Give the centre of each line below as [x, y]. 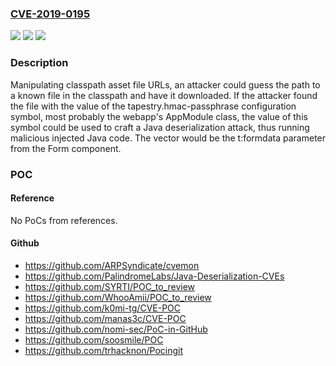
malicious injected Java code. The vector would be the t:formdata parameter [168, 138]
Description [39, 63]
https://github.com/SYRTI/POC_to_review [110, 286]
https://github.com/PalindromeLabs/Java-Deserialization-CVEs [154, 276]
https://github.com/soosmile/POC [94, 339]
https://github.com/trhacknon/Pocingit [104, 350]
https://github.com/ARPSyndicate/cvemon [112, 265]
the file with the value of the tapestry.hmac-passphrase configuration [153, 106]
